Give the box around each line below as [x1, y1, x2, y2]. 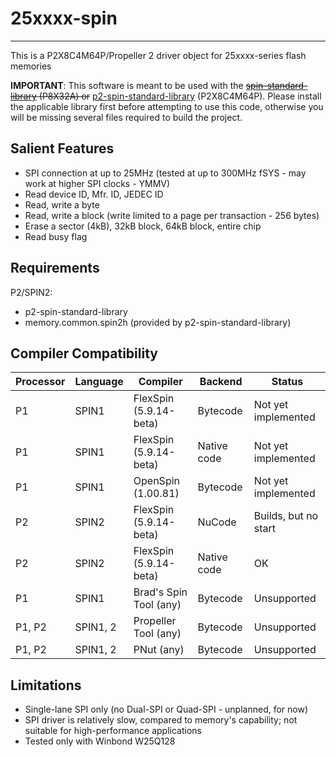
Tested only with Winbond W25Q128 [24, 735, 176, 747]
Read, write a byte [24, 198, 100, 211]
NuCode [197, 515, 237, 529]
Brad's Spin [133, 585, 188, 599]
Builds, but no [253, 509, 319, 523]
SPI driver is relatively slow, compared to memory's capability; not [24, 714, 298, 726]
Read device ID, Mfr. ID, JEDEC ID [24, 188, 164, 200]
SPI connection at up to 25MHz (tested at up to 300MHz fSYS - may [24, 167, 307, 179]
